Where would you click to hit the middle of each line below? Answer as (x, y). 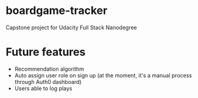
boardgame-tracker (57, 11)
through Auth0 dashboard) (48, 82)
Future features (46, 52)
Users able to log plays (43, 88)
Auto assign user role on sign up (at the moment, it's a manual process (103, 75)
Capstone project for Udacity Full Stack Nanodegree (72, 27)
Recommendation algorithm (49, 69)
